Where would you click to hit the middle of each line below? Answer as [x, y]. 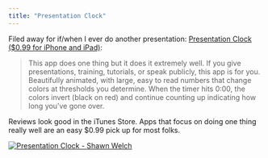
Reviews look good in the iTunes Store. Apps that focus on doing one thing [132, 121]
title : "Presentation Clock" [57, 16]
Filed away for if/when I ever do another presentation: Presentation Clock [130, 39]
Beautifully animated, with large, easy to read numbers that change [140, 80]
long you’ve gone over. [66, 106]
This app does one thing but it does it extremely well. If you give [134, 63]
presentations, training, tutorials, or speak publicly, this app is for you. [144, 71]
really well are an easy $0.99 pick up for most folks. [94, 130]
